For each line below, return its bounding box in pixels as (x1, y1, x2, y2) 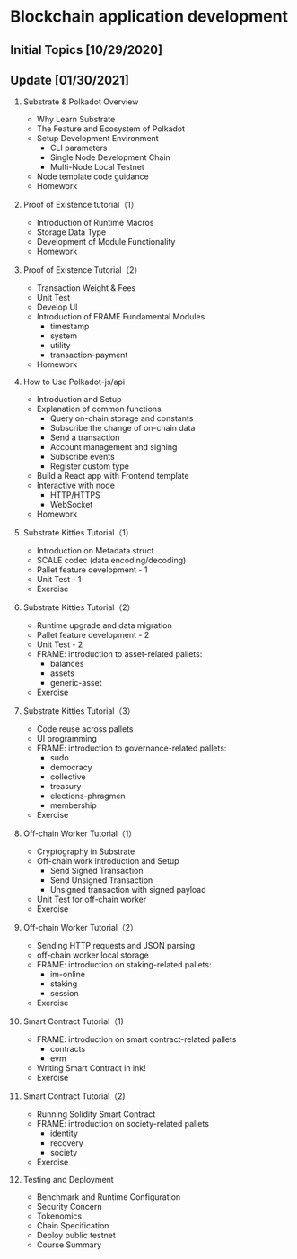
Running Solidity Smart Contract (36, 1109, 156, 1120)
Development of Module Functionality (36, 237, 176, 247)
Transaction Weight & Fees (36, 283, 136, 293)
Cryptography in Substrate (36, 846, 135, 857)
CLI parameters (49, 142, 108, 154)
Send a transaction (49, 432, 120, 443)
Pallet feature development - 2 (36, 630, 150, 641)
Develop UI (36, 301, 78, 312)
